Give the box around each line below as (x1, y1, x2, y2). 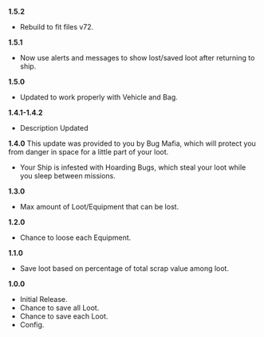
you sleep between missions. (19, 171, 116, 180)
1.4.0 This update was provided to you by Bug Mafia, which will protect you (8, 139, 257, 148)
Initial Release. (19, 295, 68, 304)
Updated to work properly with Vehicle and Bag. (19, 92, 178, 102)
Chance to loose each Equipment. (19, 233, 132, 242)
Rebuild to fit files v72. (19, 22, 94, 31)
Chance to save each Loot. (19, 312, 108, 321)
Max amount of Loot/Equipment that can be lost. (19, 202, 179, 211)
